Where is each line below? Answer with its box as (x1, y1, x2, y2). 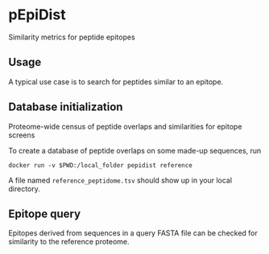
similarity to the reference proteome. (8, 237, 130, 247)
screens (8, 130, 35, 140)
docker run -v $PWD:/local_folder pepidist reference (8, 161, 193, 170)
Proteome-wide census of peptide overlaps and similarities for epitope (8, 121, 242, 131)
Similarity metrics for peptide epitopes (8, 32, 135, 42)
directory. (8, 183, 40, 194)
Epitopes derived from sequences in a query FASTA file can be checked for (8, 228, 258, 238)
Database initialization (8, 100, 123, 114)
